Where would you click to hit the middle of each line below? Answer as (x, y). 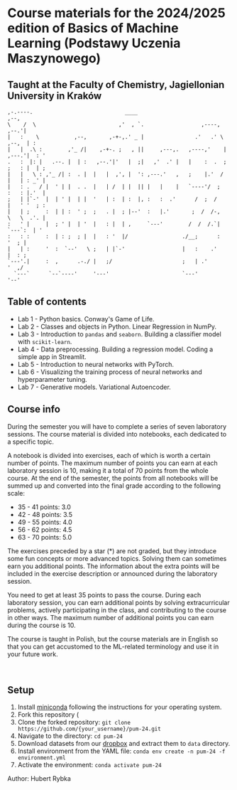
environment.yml (42, 758)
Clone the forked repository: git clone (74, 722)
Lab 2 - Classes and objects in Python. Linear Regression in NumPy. (117, 326)
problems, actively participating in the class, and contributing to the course (117, 610)
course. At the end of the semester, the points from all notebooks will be (113, 478)
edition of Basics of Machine (93, 28)
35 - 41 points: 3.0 (44, 507)
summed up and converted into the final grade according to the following (114, 486)
